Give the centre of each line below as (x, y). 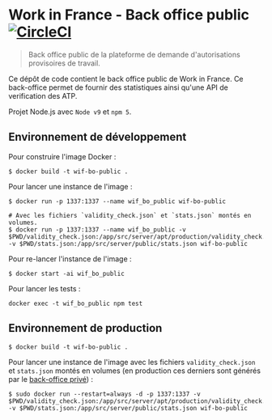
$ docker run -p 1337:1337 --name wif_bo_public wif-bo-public (117, 201)
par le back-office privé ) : (51, 379)
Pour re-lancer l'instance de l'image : (70, 259)
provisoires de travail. (64, 63)
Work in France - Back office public (129, 15)
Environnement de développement (98, 137)
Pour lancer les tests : (45, 288)
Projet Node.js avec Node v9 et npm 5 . (70, 112)
